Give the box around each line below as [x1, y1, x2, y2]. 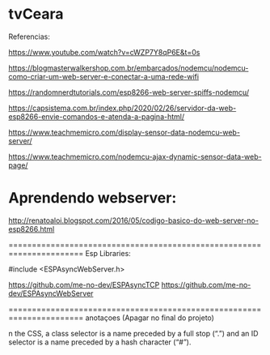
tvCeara [8, 5, 64, 24]
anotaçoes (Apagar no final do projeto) [85, 313, 214, 323]
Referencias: [8, 32, 51, 41]
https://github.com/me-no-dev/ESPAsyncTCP [8, 280, 160, 289]
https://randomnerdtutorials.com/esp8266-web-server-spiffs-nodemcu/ [8, 87, 249, 97]
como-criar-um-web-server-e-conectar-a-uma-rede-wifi [8, 71, 200, 81]
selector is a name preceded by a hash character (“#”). [8, 337, 192, 347]
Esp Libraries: [85, 248, 131, 258]
